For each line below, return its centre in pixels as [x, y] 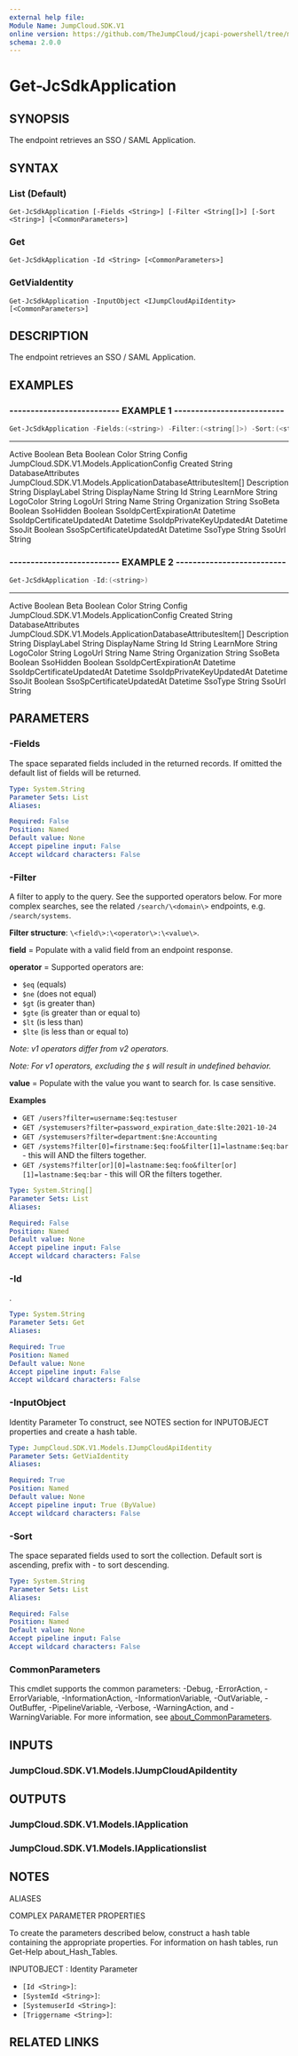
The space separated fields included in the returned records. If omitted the [145, 763]
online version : [39, 34]
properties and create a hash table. [73, 1432]
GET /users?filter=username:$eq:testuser [99, 1119]
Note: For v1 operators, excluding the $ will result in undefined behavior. [141, 1066]
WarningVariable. [41, 1717]
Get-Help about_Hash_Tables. [63, 1951]
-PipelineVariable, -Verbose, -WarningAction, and [138, 1708]
